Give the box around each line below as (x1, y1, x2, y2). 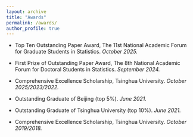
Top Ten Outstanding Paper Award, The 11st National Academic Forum (14, 42, 187, 49)
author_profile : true (6, 25, 60, 32)
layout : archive (6, 8, 46, 15)
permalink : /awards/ (6, 20, 58, 26)
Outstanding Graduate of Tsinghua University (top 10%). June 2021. (14, 107, 182, 114)
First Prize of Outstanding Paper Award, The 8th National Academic (14, 60, 180, 67)
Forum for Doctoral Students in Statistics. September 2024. (14, 66, 160, 73)
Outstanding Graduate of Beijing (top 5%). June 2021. (14, 95, 147, 102)
